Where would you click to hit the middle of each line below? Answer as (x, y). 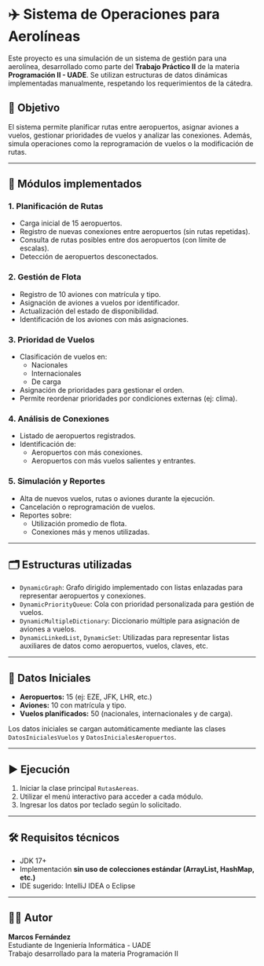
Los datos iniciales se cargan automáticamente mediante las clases (117, 729)
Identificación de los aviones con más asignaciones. (104, 319)
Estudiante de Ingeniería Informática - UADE (80, 945)
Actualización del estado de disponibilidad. (89, 311)
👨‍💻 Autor (31, 918)
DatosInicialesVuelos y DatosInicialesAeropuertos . (92, 737)
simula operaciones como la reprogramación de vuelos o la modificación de (131, 143)
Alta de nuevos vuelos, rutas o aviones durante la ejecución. (117, 498)
